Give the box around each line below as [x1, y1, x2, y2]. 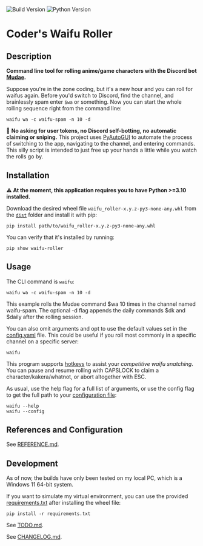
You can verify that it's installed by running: [6, 234, 115, 241]
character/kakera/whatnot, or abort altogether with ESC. [6, 373, 147, 380]
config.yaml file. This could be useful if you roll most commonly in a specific [6, 331, 196, 339]
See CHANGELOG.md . [6, 533, 62, 541]
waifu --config [6, 408, 45, 414]
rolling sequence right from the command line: [6, 105, 122, 112]
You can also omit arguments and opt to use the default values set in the [6, 325, 187, 332]
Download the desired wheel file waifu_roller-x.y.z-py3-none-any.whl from [6, 204, 197, 212]
